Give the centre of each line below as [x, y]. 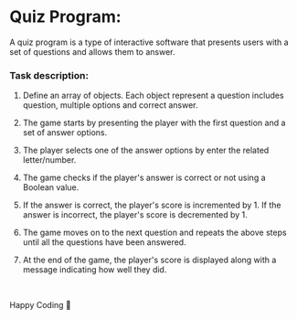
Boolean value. [51, 187]
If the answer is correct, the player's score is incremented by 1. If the [152, 205]
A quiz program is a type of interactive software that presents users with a [149, 42]
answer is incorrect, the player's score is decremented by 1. [135, 215]
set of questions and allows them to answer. [92, 51]
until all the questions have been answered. [104, 242]
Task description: [49, 75]
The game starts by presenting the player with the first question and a [154, 123]
